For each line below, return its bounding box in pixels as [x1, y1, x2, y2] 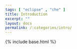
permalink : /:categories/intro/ [5, 25, 72, 30]
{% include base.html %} [5, 39, 56, 45]
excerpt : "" [5, 16, 30, 21]
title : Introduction [5, 12, 48, 17]
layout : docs [5, 21, 32, 26]
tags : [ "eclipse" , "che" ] [5, 7, 66, 12]
